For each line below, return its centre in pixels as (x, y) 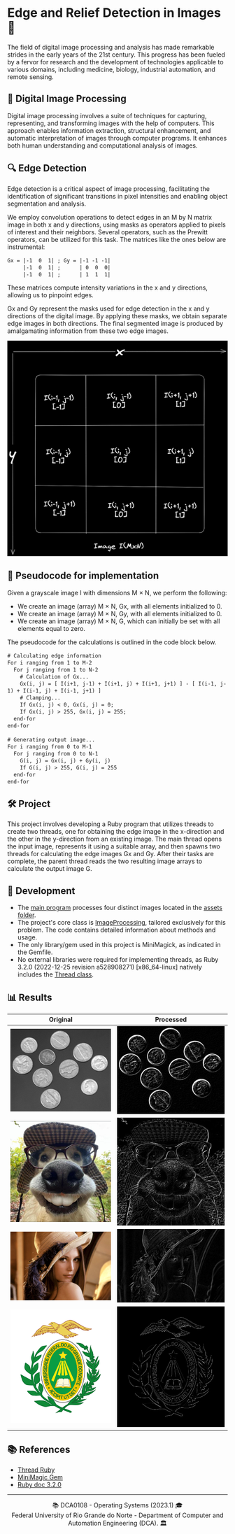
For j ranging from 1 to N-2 (56, 669)
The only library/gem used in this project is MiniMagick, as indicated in (119, 945)
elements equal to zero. (51, 628)
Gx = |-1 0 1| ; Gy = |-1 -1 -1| (59, 260)
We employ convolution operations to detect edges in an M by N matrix (109, 217)
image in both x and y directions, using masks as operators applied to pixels (116, 225)
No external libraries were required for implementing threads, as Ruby (118, 960)
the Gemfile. (35, 952)
